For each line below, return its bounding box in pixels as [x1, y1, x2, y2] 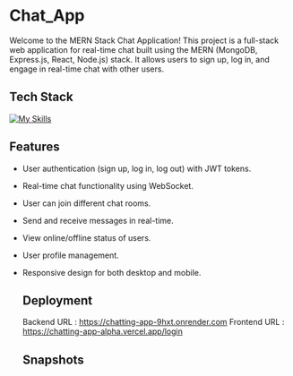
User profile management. [22, 250, 119, 261]
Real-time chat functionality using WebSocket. [22, 180, 194, 191]
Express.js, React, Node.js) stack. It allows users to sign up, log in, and [9, 54, 271, 64]
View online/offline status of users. [22, 232, 151, 243]
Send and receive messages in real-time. [22, 215, 175, 226]
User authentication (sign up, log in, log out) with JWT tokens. [22, 163, 252, 174]
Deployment [22, 293, 92, 308]
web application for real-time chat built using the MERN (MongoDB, [9, 44, 258, 55]
